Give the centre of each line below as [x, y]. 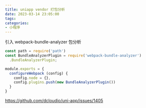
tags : [10, 18]
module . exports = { [25, 69]
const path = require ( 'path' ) [36, 51]
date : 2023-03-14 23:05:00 [32, 14]
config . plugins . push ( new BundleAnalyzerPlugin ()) [65, 82]
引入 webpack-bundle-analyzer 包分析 [43, 42]
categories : [17, 23]
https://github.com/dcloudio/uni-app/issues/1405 [54, 100]
